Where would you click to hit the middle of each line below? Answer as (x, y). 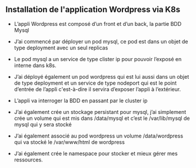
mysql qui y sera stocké (43, 124)
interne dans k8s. (35, 65)
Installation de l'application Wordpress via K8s (93, 10)
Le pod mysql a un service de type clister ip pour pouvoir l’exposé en (98, 59)
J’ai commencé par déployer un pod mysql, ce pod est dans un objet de (101, 41)
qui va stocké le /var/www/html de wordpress (69, 142)
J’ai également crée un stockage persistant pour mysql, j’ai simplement (100, 112)
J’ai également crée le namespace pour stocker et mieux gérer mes (96, 153)
